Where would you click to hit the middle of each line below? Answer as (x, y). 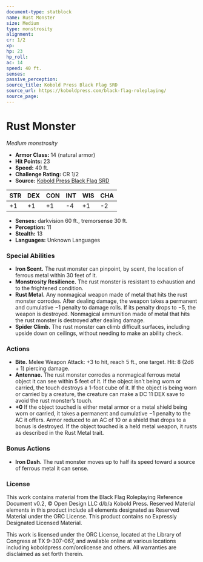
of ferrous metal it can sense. (52, 468)
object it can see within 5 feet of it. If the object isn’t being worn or (98, 382)
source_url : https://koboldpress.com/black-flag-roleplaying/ (86, 91)
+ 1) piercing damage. (42, 369)
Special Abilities (31, 256)
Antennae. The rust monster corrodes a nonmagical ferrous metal (98, 375)
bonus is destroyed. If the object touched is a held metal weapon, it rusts (106, 426)
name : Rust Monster (31, 18)
